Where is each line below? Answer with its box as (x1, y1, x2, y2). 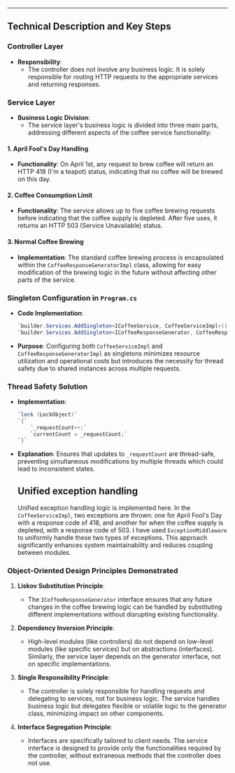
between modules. (17, 549, 71, 557)
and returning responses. (27, 80, 101, 88)
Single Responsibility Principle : (17, 673, 111, 682)
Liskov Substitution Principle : (17, 582, 105, 590)
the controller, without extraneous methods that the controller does (27, 751, 222, 760)
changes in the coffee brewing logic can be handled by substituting (27, 603, 222, 611)
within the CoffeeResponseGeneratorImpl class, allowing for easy (17, 260, 201, 269)
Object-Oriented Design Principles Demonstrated (7, 566, 178, 576)
